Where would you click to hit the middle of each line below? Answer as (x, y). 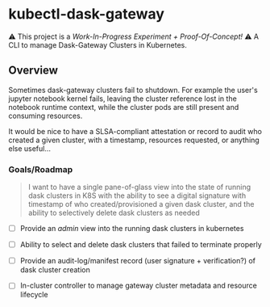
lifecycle (34, 295)
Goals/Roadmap (41, 169)
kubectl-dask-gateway (87, 14)
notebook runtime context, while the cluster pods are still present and (124, 107)
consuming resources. (46, 116)
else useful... (29, 148)
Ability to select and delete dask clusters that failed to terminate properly (141, 245)
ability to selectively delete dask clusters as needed (114, 213)
